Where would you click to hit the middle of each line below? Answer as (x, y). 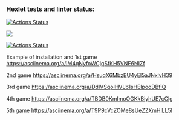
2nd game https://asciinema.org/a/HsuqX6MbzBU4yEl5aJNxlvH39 (89, 75)
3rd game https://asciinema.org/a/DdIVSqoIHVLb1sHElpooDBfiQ (86, 87)
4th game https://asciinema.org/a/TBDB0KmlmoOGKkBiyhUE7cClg (90, 99)
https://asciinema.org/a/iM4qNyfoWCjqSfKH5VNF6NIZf (76, 64)
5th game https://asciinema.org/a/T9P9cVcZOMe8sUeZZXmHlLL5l (89, 110)
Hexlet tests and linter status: (50, 9)
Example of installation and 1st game (52, 57)
